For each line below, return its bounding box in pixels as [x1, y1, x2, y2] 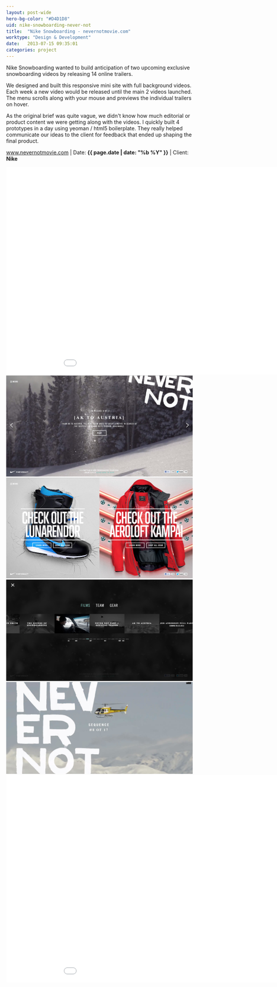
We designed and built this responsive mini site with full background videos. [6, 82, 192, 89]
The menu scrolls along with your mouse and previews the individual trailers [6, 94, 192, 101]
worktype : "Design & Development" [6, 34, 92, 41]
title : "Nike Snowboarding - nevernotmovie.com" [6, 28, 131, 34]
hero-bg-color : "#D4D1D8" [6, 15, 70, 22]
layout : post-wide [6, 9, 51, 15]
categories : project [6, 47, 57, 53]
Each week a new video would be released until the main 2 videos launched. [6, 88, 192, 95]
